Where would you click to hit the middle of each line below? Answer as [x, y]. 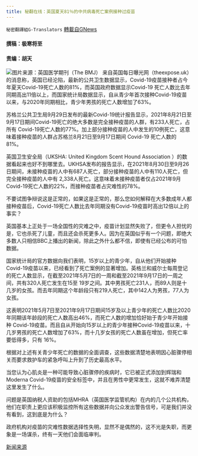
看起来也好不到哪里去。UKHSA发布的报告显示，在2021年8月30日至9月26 [100, 164]
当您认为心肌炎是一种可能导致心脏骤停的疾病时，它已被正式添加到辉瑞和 [94, 372]
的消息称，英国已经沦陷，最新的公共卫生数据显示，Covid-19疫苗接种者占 [94, 80]
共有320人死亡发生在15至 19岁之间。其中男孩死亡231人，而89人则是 [99, 283]
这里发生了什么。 [27, 387]
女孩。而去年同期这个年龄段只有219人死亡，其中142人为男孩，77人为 [105, 291]
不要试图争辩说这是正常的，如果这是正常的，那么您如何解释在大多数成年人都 [99, 199]
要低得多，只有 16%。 [33, 340]
